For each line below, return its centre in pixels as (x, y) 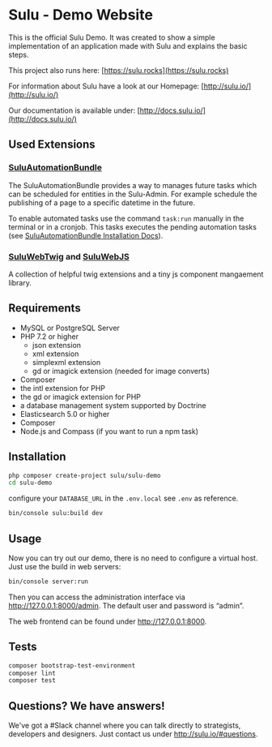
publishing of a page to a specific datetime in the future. (102, 202)
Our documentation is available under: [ (74, 110)
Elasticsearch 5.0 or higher (65, 414)
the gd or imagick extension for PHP (81, 397)
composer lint (32, 673)
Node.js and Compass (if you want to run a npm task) (109, 431)
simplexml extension (66, 362)
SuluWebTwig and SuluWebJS (69, 256)
